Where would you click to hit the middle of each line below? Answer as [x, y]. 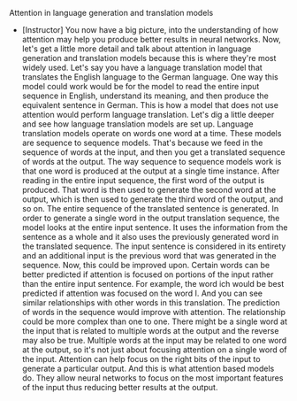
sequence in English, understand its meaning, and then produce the [145, 96]
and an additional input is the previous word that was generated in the [149, 255]
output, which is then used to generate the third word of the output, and [152, 199]
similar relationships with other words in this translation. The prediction [151, 303]
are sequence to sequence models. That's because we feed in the [142, 143]
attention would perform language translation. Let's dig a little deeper [148, 115]
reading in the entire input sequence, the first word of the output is [143, 180]
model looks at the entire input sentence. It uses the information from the [155, 227]
